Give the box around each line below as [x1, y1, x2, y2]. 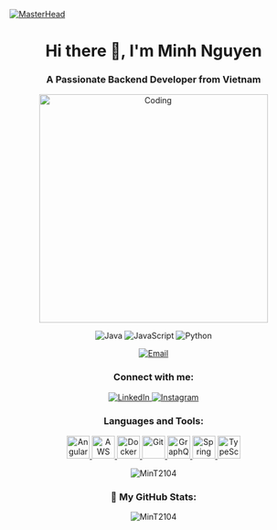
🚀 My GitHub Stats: [111, 491, 197, 503]
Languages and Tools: [103, 414, 204, 427]
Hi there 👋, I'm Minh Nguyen [45, 41, 262, 61]
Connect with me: [112, 371, 195, 384]
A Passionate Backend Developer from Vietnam [46, 73, 261, 86]
